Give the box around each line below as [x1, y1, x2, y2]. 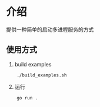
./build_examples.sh [16, 72, 67, 78]
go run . [16, 95, 38, 101]
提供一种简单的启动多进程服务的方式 [6, 26, 94, 33]
